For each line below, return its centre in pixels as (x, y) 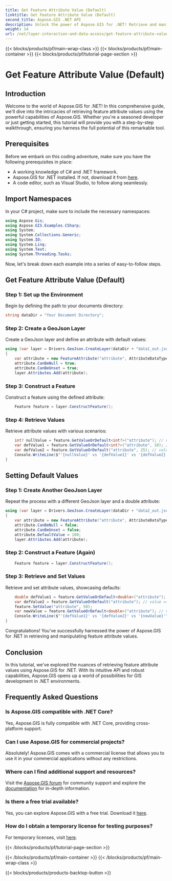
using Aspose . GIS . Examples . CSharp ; (43, 226)
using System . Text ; (26, 249)
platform (14, 728)
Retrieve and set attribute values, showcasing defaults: (63, 587)
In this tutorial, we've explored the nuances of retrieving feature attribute (82, 664)
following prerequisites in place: (39, 162)
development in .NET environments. (43, 681)
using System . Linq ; (26, 245)
